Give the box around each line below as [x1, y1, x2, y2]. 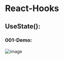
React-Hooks [5, 3, 59, 14]
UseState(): [5, 22, 41, 30]
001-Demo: [5, 37, 32, 44]
